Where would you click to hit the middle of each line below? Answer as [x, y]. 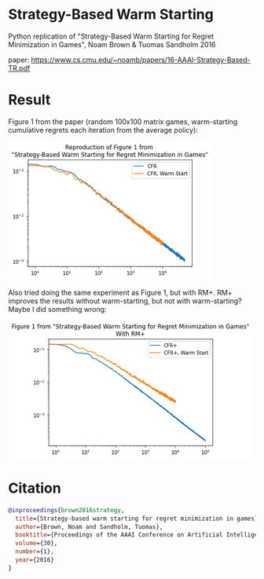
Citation [35, 488]
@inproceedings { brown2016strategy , [66, 510]
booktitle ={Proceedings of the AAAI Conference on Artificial [119, 535]
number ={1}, [35, 552]
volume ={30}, [37, 544]
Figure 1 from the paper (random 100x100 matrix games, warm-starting [123, 121]
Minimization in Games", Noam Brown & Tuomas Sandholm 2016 [112, 44]
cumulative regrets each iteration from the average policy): [103, 130]
